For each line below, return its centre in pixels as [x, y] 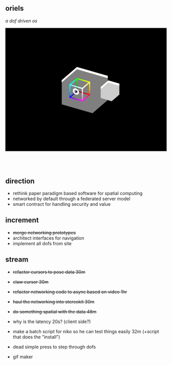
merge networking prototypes [44, 232]
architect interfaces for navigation [48, 238]
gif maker [23, 357]
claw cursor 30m [30, 282]
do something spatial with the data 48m [55, 311]
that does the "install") [36, 337]
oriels [15, 8]
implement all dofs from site [42, 243]
